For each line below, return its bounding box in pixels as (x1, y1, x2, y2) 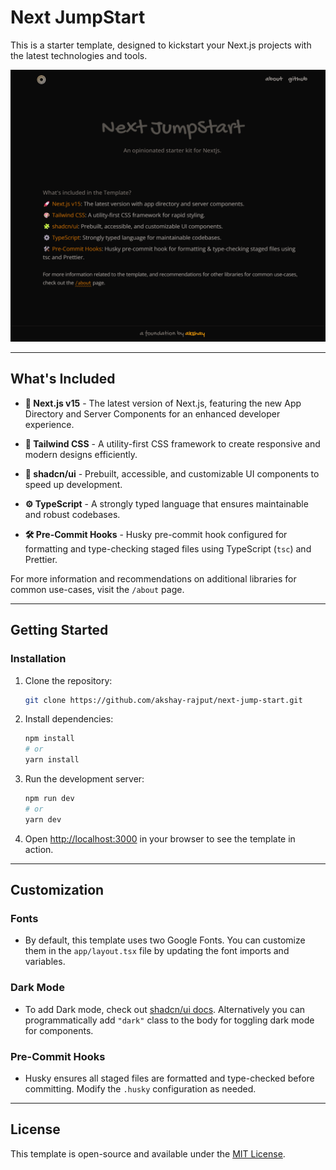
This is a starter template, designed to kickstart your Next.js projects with (10, 39, 312, 51)
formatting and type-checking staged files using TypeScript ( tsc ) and (24, 542, 312, 555)
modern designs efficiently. (24, 448, 138, 460)
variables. (24, 956, 66, 968)
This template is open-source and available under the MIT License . (10, 1147, 286, 1160)
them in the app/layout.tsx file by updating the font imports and (24, 945, 290, 957)
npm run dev (24, 794, 75, 804)
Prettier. (24, 553, 58, 565)
